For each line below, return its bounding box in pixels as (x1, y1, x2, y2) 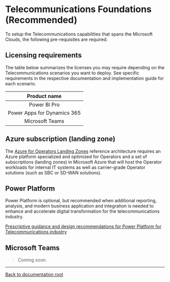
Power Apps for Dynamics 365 (8, 109, 81, 116)
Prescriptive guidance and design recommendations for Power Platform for (5, 223, 162, 229)
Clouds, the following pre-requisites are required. (5, 36, 108, 42)
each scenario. (5, 80, 36, 86)
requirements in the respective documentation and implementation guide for (5, 75, 164, 81)
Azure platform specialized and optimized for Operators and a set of (5, 153, 147, 160)
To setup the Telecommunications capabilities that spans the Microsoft (5, 31, 153, 37)
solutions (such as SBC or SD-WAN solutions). (5, 169, 102, 175)
